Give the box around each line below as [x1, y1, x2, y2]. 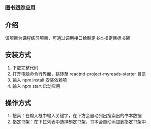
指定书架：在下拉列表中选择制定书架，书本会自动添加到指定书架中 [12, 119, 146, 125]
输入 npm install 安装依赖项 [12, 77, 67, 83]
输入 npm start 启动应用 [12, 83, 60, 89]
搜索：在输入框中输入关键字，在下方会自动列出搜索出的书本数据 [12, 113, 142, 119]
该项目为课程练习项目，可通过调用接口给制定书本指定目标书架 [5, 35, 130, 41]
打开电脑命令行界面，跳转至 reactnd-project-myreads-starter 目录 [12, 71, 146, 77]
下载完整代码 [12, 65, 38, 71]
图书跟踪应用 [5, 4, 36, 11]
